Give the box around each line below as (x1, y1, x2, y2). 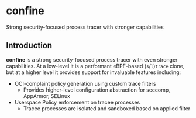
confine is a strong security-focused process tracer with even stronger (6, 56, 178, 63)
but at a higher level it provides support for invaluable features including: (6, 69, 181, 76)
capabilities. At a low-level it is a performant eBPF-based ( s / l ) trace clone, (6, 62, 185, 69)
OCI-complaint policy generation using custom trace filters (14, 80, 156, 87)
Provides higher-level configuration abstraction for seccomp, (23, 86, 171, 93)
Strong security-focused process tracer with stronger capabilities (6, 23, 164, 31)
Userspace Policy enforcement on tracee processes (14, 99, 140, 106)
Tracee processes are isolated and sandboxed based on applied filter (23, 104, 191, 112)
